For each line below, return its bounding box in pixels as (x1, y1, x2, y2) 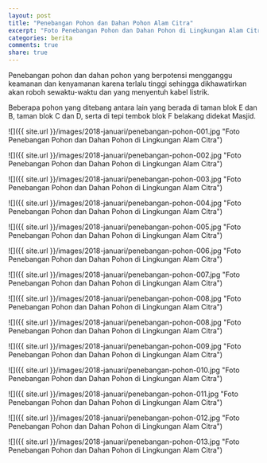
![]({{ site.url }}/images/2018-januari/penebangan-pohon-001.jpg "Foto (8, 126, 240, 136)
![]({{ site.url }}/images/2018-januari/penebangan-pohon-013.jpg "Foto (8, 437, 240, 446)
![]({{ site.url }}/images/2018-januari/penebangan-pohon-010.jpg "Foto (8, 365, 240, 375)
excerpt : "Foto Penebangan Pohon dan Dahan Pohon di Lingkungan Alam (8, 26, 244, 34)
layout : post (8, 11, 52, 20)
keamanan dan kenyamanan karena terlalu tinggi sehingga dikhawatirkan (8, 79, 247, 88)
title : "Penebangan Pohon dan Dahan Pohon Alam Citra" (8, 19, 194, 27)
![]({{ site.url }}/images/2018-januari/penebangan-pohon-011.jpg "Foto (8, 389, 238, 399)
